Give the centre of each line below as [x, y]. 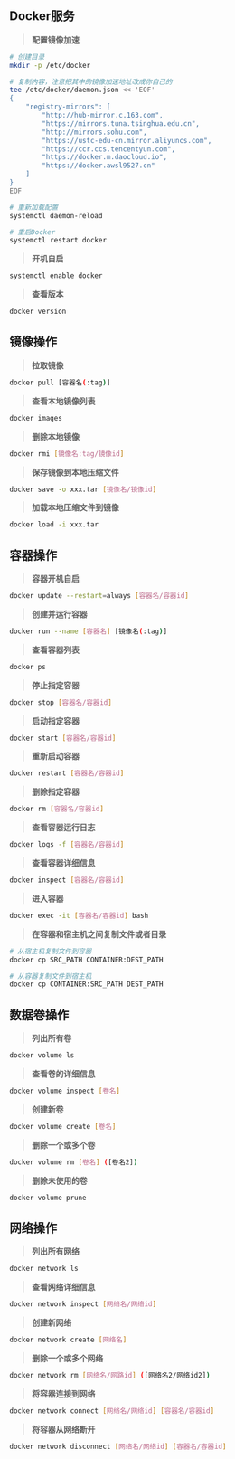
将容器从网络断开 [63, 1429]
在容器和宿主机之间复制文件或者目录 [99, 933]
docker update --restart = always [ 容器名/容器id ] [99, 596]
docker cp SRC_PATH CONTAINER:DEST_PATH [87, 960]
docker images [36, 418]
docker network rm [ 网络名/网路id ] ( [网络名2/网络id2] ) [110, 1375]
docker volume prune [48, 1198]
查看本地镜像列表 [63, 401]
